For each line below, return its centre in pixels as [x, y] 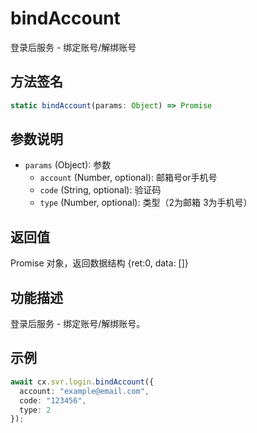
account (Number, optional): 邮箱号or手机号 [128, 178]
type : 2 [35, 410]
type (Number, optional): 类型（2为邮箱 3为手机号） [146, 203]
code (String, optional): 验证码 [100, 190]
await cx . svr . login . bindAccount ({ [82, 382]
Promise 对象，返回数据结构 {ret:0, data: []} [99, 263]
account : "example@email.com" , [84, 391]
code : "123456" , [53, 400]
